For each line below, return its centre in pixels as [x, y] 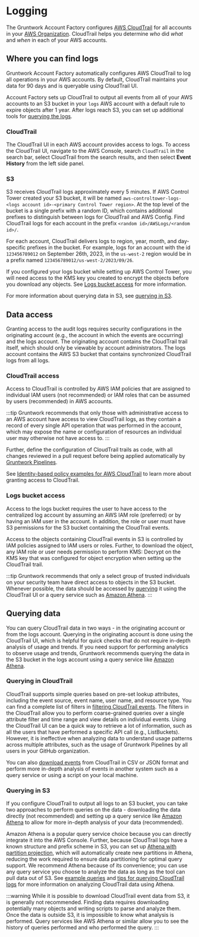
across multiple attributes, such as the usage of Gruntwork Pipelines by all [97, 744]
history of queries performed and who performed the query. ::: [83, 927]
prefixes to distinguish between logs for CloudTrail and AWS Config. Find [96, 217]
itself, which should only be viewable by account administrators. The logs [96, 348]
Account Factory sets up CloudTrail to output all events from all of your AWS [99, 97]
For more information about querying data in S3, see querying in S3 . [89, 296]
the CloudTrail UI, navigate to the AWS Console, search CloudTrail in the [95, 151]
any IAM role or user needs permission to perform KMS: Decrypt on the [94, 552]
